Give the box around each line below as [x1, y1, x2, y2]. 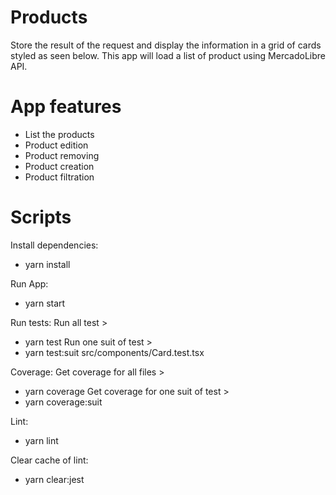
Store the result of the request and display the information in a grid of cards [10, 39, 322, 51]
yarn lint [24, 434, 59, 446]
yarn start [24, 297, 66, 309]
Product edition [24, 139, 89, 151]
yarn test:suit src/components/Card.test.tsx [24, 346, 205, 358]
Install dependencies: [10, 239, 99, 251]
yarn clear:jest [24, 473, 85, 485]
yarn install [24, 258, 71, 270]
